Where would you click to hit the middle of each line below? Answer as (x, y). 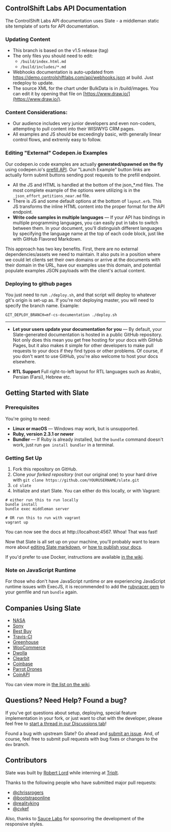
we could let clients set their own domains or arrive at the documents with (83, 259)
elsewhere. (24, 362)
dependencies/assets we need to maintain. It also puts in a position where (83, 254)
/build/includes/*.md (43, 67)
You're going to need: (28, 419)
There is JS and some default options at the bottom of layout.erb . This (87, 201)
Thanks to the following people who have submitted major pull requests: (81, 783)
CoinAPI (21, 674)
